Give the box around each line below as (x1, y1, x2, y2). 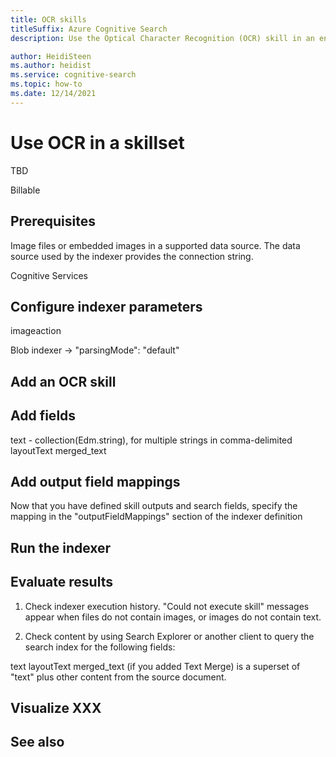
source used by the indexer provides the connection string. (10, 250, 254, 262)
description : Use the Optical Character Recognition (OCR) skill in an (10, 33, 315, 43)
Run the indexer (10, 539, 112, 556)
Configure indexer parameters (10, 298, 203, 315)
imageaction (10, 325, 62, 337)
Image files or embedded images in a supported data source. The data (10, 239, 301, 251)
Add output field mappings (10, 473, 181, 490)
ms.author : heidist (10, 61, 92, 71)
